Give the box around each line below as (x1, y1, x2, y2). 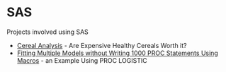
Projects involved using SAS (6, 28, 89, 36)
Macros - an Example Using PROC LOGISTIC (16, 56, 147, 64)
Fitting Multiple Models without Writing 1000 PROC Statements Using (16, 49, 219, 57)
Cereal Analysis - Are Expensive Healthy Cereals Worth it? (16, 41, 187, 49)
